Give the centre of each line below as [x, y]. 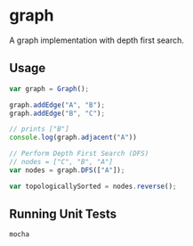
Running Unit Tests [63, 214]
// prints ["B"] [39, 129]
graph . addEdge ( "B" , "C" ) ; [57, 113]
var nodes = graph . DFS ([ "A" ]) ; [67, 170]
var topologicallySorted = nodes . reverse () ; [93, 186]
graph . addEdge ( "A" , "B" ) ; [57, 105]
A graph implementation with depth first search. [97, 40]
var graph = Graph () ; [49, 89]
